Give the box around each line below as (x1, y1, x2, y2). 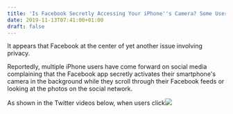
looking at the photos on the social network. (7, 84, 133, 93)
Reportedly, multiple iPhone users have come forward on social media (7, 63, 207, 71)
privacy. (7, 49, 31, 57)
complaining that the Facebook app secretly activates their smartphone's (7, 70, 216, 78)
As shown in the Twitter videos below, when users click (7, 99, 165, 107)
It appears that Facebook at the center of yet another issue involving (7, 42, 203, 50)
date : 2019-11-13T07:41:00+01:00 (7, 17, 104, 23)
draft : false (7, 23, 45, 30)
